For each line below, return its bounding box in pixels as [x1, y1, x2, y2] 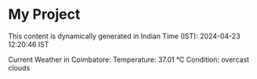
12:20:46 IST [8, 39, 49, 48]
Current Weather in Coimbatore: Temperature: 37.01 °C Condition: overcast [8, 55, 249, 64]
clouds [8, 63, 31, 72]
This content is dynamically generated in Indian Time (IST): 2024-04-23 [8, 31, 241, 41]
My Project [8, 5, 81, 23]
